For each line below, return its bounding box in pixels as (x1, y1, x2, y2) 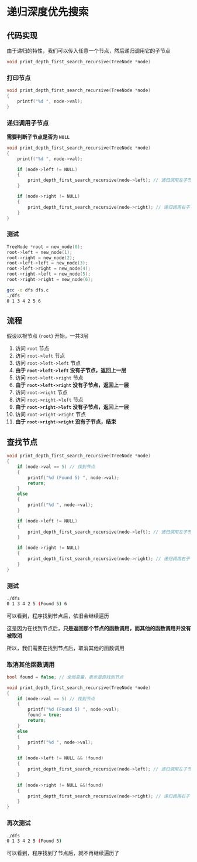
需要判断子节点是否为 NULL (6, 133, 70, 140)
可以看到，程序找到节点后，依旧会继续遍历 (6, 612, 109, 619)
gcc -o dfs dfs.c (6, 287, 49, 293)
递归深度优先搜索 (6, 5, 89, 19)
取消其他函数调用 (6, 660, 55, 668)
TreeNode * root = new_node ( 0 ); (6, 244, 83, 250)
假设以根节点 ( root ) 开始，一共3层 (6, 332, 89, 340)
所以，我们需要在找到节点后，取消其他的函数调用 (6, 644, 125, 651)
